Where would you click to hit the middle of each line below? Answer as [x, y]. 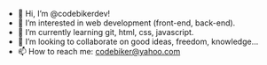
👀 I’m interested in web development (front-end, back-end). [126, 23]
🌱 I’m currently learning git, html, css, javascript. [106, 32]
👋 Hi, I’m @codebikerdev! [64, 14]
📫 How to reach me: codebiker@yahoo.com [99, 51]
